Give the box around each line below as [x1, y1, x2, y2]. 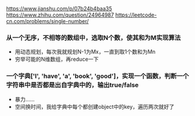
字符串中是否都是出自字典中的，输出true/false [6, 81, 139, 89]
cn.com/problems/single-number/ [6, 18, 89, 24]
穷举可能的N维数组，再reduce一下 [14, 56, 99, 63]
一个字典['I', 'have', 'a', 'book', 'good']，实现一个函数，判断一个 [6, 72, 189, 80]
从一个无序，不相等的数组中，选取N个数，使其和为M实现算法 [6, 33, 181, 42]
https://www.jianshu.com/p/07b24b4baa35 [6, 5, 112, 12]
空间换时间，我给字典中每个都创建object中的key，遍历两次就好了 [14, 103, 175, 110]
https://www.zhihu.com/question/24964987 [6, 11, 114, 18]
